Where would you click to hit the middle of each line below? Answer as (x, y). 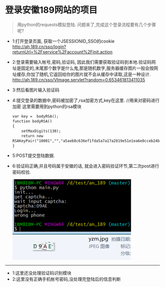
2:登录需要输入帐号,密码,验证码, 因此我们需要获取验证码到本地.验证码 (82, 62)
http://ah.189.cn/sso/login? (39, 47)
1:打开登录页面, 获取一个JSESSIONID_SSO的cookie (63, 41)
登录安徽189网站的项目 (51, 10)
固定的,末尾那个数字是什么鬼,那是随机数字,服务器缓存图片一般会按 (87, 68)
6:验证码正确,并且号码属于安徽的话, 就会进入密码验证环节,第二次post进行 (86, 166)
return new (32, 136)
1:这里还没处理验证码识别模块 (42, 273)
